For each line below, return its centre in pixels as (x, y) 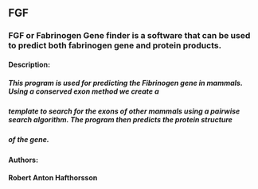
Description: (29, 64)
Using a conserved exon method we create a (84, 91)
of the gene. (29, 140)
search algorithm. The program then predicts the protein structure (121, 119)
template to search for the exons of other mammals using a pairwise (124, 111)
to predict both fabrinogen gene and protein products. (115, 45)
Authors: (23, 160)
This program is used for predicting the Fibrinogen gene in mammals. (125, 83)
